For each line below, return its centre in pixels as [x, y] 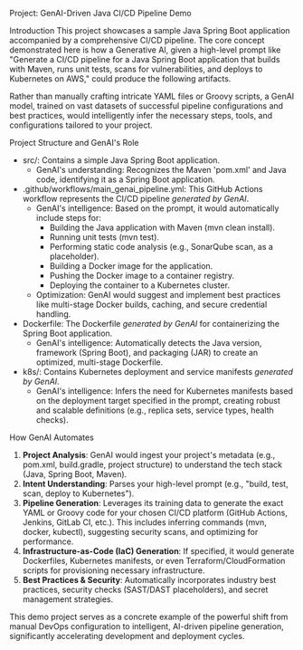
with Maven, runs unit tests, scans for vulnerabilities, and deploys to [136, 69]
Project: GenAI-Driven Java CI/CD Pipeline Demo [100, 13]
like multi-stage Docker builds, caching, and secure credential [151, 304]
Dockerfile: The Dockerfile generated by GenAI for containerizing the [151, 324]
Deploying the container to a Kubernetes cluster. [140, 285]
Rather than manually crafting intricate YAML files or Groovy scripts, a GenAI [152, 96]
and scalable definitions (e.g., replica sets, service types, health [155, 410]
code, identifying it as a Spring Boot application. [125, 179]
